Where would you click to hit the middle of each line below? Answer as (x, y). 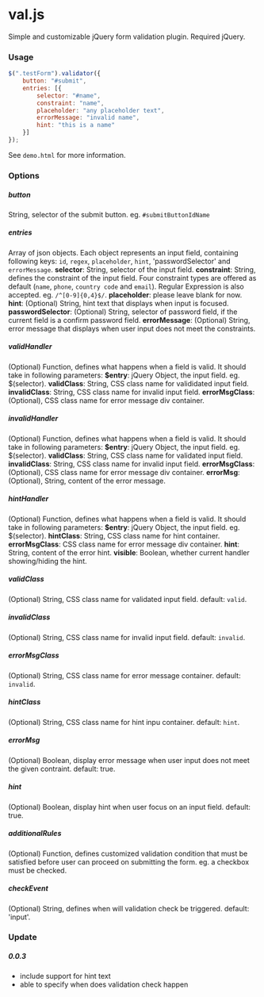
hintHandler (29, 499)
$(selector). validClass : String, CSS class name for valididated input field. (128, 383)
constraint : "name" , (71, 103)
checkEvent (29, 888)
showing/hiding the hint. (48, 561)
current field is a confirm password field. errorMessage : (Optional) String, (129, 320)
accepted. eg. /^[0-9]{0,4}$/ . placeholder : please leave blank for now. (125, 294)
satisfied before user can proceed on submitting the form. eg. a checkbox (129, 861)
